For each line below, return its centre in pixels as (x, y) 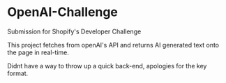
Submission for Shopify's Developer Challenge (74, 31)
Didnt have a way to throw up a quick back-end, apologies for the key (107, 66)
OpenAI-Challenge (63, 12)
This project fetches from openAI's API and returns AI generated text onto (113, 45)
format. (18, 73)
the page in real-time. (38, 52)
